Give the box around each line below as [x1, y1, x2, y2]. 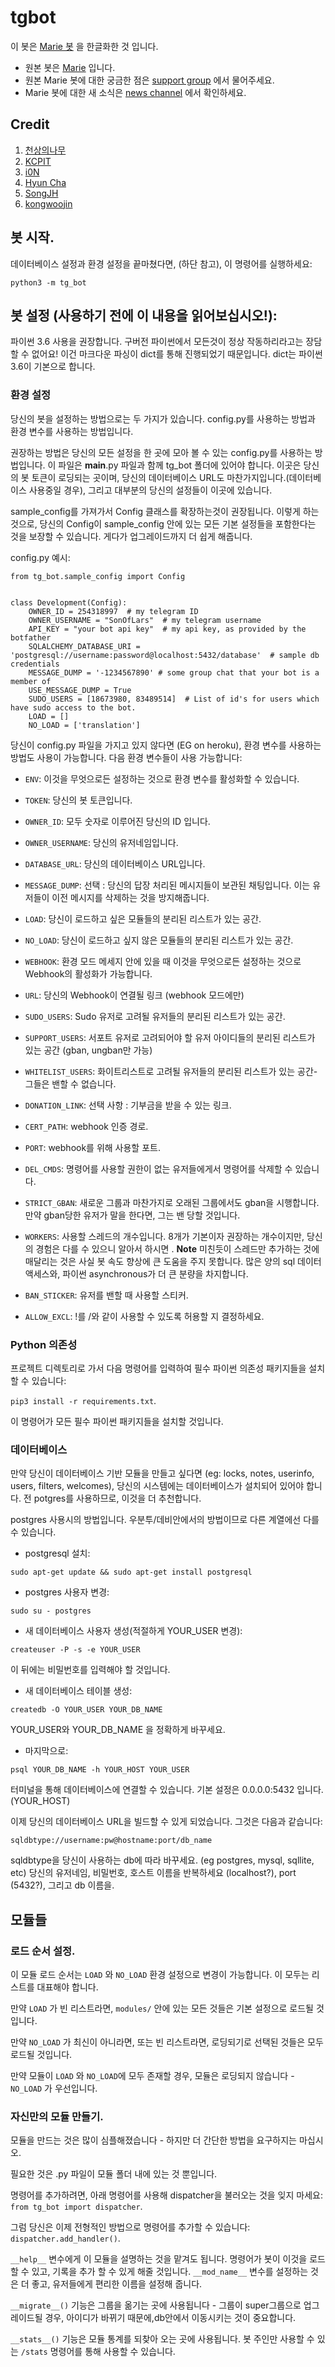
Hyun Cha [24, 176, 67, 188]
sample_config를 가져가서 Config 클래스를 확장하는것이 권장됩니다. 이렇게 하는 [10, 505, 320, 517]
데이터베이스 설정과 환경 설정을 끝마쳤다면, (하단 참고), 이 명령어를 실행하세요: [10, 257, 313, 270]
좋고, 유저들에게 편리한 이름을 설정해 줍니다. [31, 2278, 203, 2290]
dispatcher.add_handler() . [10, 2232, 121, 2245]
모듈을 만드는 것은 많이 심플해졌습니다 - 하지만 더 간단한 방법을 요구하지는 [10, 2134, 297, 2146]
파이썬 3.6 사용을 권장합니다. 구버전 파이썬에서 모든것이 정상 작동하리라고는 [10, 336, 304, 348]
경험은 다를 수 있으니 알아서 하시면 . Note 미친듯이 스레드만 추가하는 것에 [35, 1242, 320, 1255]
